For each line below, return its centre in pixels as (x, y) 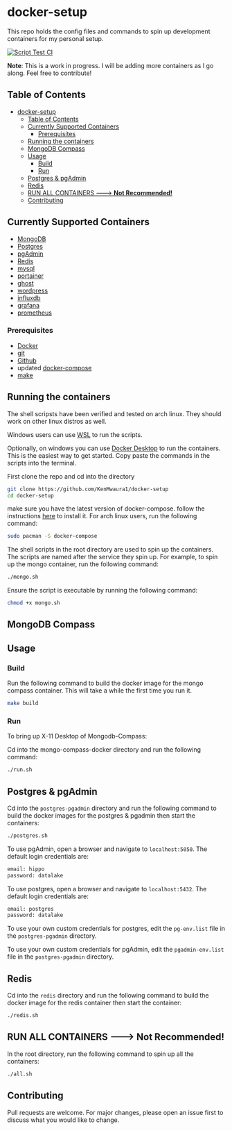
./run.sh (20, 770)
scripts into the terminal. (42, 463)
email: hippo (26, 869)
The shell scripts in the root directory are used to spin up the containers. (110, 550)
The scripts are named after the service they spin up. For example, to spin (113, 557)
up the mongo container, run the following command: (83, 564)
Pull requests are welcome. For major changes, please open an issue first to (115, 1112)
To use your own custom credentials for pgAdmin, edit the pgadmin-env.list (116, 950)
